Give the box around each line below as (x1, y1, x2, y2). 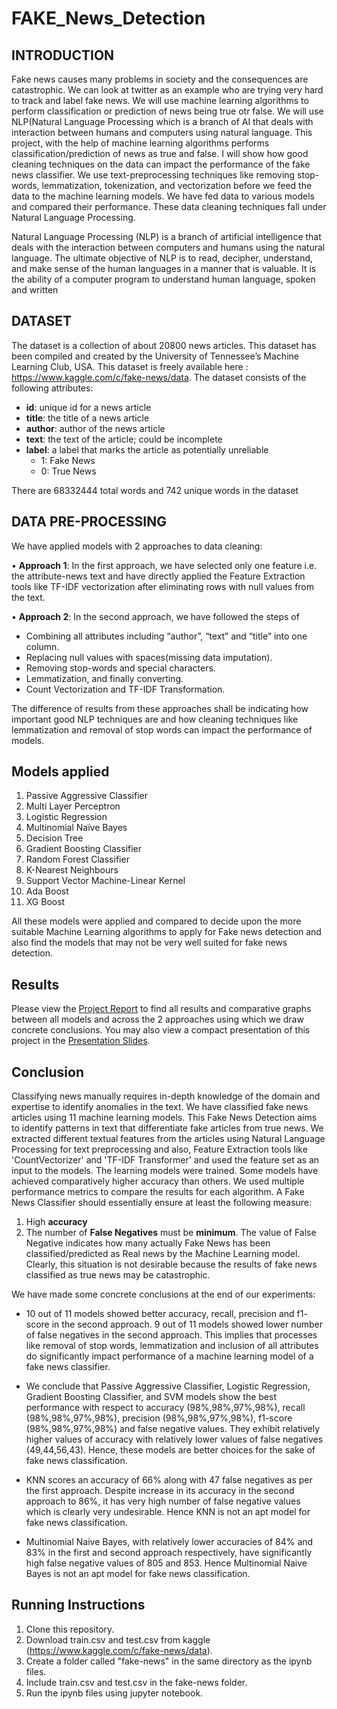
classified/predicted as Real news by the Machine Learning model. (25, 1248, 301, 1260)
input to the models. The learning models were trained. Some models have (11, 1165, 319, 1177)
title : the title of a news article (25, 412, 150, 424)
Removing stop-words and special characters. (25, 662, 216, 674)
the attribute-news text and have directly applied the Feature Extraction (11, 570, 306, 582)
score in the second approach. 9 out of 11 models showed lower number (25, 1318, 324, 1331)
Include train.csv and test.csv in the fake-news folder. (25, 1676, 248, 1688)
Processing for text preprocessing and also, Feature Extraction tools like (11, 1143, 308, 1156)
